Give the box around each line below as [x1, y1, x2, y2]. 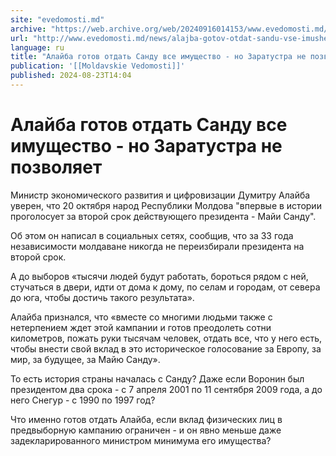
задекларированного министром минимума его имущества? [10, 434, 272, 446]
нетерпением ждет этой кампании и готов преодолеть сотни [10, 321, 272, 333]
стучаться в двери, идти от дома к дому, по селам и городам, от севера [10, 281, 321, 293]
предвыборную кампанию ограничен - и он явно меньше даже [10, 424, 282, 436]
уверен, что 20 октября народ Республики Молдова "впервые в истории [10, 199, 322, 211]
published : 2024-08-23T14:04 [10, 71, 132, 81]
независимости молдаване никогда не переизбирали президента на [10, 240, 305, 252]
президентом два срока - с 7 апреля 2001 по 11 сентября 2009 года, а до [10, 383, 323, 395]
